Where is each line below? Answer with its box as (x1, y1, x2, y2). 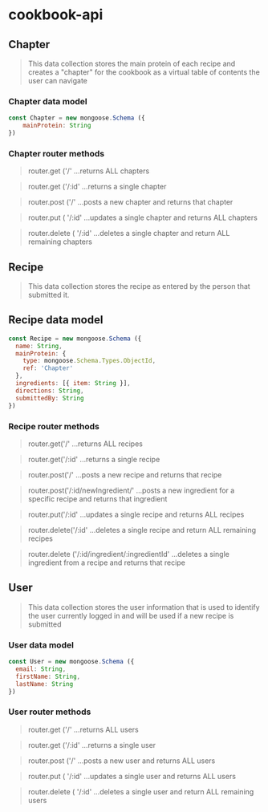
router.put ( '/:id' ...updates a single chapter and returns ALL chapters (27, 213, 258, 222)
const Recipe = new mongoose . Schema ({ (8, 335, 142, 343)
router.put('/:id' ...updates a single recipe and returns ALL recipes (27, 510, 245, 519)
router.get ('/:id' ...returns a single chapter (27, 182, 167, 192)
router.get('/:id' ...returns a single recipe (27, 454, 160, 464)
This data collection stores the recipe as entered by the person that (27, 282, 250, 291)
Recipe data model (8, 313, 104, 327)
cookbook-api (8, 6, 104, 24)
